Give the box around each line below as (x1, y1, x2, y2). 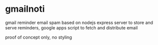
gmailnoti (5, 3, 45, 15)
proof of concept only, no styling (5, 34, 72, 40)
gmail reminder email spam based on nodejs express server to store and (5, 20, 153, 25)
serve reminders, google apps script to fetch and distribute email (5, 24, 138, 30)
